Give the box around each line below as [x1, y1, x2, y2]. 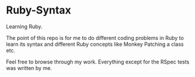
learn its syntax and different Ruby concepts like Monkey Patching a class [6, 41, 184, 48]
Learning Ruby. [6, 23, 43, 30]
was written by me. [6, 64, 52, 71]
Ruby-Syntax [6, 4, 71, 17]
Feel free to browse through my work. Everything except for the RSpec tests [6, 58, 190, 65]
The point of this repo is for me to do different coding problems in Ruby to [6, 34, 184, 41]
